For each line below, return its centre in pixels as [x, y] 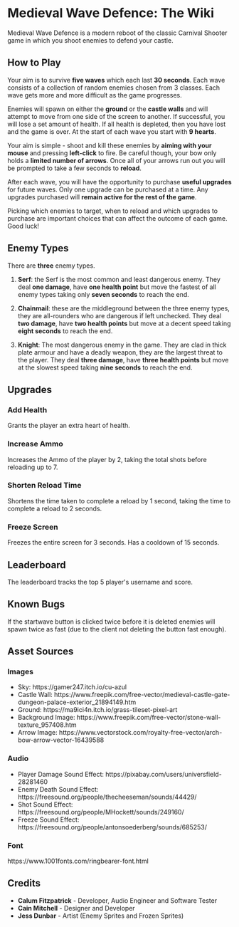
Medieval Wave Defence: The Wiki [111, 13]
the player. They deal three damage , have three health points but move [123, 360]
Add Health [27, 409]
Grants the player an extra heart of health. [69, 426]
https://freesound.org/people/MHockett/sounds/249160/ [101, 812]
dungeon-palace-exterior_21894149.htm [77, 702]
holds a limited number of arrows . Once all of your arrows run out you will [116, 160]
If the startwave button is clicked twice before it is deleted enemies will [111, 622]
